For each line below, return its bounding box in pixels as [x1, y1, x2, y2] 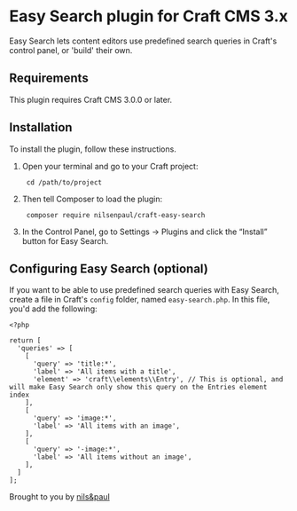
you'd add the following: [9, 303, 98, 314]
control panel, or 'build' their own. [9, 44, 133, 55]
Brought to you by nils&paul [9, 491, 111, 502]
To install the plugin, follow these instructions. [9, 144, 177, 154]
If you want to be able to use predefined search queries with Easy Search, [9, 285, 279, 295]
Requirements [9, 71, 89, 86]
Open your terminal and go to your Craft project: [21, 161, 199, 171]
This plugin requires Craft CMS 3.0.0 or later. [9, 94, 173, 105]
